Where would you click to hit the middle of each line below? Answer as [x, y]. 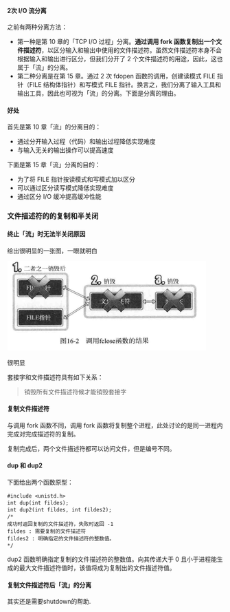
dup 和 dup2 [25, 465]
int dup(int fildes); [38, 503]
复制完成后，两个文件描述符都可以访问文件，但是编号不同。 [91, 448]
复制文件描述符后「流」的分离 [49, 584]
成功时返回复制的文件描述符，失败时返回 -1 [60, 524]
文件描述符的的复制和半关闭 [53, 216]
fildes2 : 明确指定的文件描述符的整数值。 [61, 538]
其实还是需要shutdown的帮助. [49, 602]
